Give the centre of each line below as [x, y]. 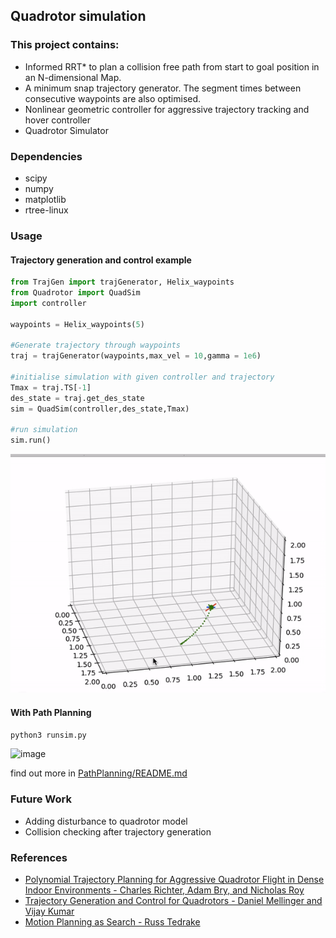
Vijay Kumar [49, 911]
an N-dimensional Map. [73, 77]
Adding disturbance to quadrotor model [106, 821]
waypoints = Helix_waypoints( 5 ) [77, 324]
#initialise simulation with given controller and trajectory [142, 377]
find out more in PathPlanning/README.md [99, 773]
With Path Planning [51, 712]
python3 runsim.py [48, 735]
